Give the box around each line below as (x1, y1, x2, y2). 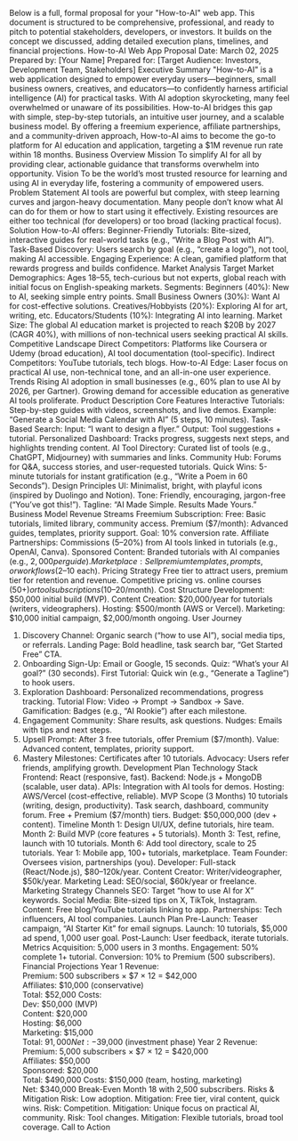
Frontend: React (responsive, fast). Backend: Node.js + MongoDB (21, 772, 262, 782)
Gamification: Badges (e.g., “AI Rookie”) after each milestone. (21, 706, 247, 716)
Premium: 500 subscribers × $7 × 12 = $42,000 (21, 970, 197, 981)
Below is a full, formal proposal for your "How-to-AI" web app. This (9, 8, 255, 18)
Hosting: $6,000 (21, 1018, 83, 1028)
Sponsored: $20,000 (21, 1065, 99, 1075)
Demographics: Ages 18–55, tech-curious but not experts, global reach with (9, 272, 286, 283)
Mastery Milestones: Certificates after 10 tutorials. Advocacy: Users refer (21, 753, 290, 764)
